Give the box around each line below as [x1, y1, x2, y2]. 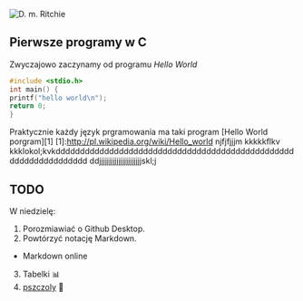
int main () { [9, 84, 59, 94]
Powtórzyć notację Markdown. [22, 233, 138, 244]
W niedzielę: [9, 206, 56, 217]
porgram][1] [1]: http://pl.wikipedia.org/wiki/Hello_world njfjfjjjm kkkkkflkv [9, 136, 281, 147]
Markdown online [22, 250, 88, 261]
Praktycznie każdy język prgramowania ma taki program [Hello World [9, 127, 269, 138]
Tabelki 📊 [22, 268, 61, 279]
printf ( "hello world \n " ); [9, 93, 107, 102]
